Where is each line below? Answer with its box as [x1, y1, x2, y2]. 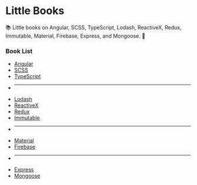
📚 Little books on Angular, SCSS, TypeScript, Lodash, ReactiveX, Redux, [5, 23, 182, 31]
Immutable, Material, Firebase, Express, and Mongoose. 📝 [5, 32, 145, 39]
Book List [5, 47, 33, 55]
